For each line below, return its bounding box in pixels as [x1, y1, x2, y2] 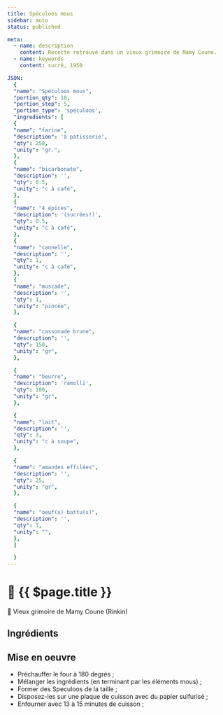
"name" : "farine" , [13, 127, 68, 134]
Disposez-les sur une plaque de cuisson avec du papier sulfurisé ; [17, 693, 208, 701]
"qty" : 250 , [13, 139, 49, 147]
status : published [7, 23, 61, 30]
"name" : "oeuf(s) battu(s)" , [13, 509, 99, 516]
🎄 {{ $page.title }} [7, 584, 113, 600]
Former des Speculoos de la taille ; [17, 685, 117, 693]
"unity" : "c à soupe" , [13, 438, 80, 445]
